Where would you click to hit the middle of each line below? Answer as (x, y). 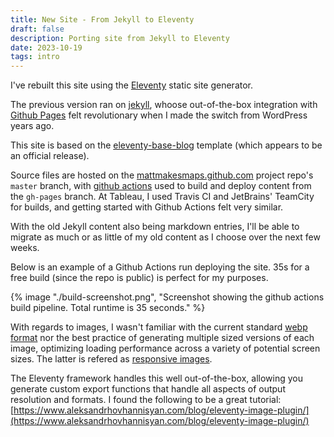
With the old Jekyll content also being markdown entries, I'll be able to (155, 227)
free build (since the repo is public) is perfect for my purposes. (139, 278)
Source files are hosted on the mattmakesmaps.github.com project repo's (162, 175)
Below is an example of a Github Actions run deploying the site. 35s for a (160, 267)
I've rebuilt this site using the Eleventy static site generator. (132, 85)
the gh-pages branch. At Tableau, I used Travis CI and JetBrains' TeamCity (162, 197)
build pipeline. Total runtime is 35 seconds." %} (108, 308)
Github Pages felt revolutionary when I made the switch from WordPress (159, 115)
